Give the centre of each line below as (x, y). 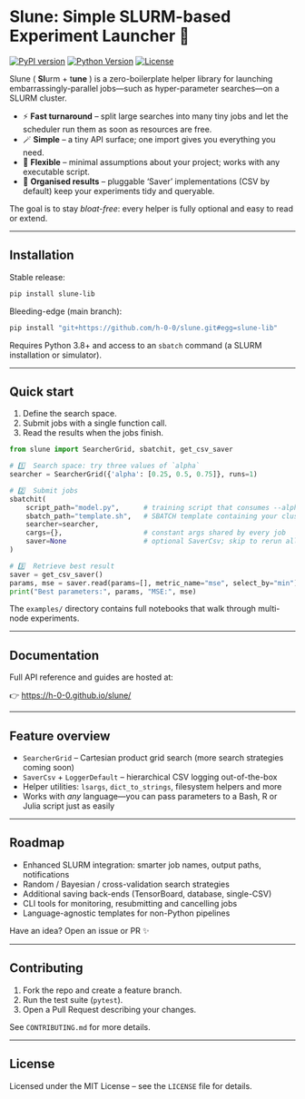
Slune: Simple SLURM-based (120, 17)
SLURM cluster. (39, 98)
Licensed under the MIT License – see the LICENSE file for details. (131, 1085)
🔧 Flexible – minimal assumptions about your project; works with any (151, 162)
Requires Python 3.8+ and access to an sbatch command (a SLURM (136, 345)
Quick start (42, 392)
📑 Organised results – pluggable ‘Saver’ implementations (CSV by (146, 181)
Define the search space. (69, 414)
